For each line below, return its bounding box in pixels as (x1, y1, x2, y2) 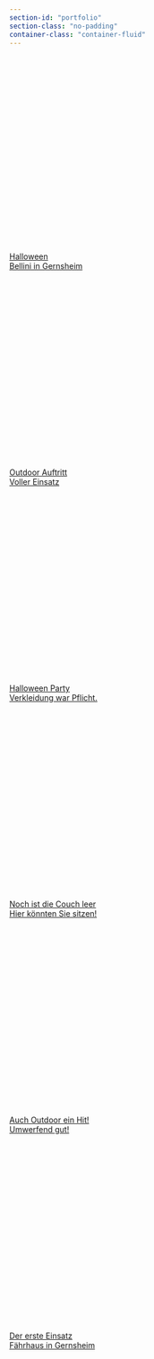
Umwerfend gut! (9, 1124, 70, 1135)
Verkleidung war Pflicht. (9, 693, 98, 703)
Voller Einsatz (9, 477, 60, 487)
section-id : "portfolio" (9, 13, 102, 22)
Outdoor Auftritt (9, 467, 68, 478)
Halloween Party (9, 683, 70, 693)
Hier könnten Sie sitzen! (9, 908, 98, 919)
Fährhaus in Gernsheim (9, 1340, 96, 1351)
